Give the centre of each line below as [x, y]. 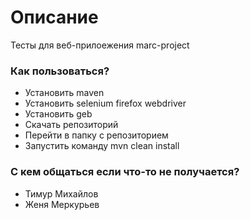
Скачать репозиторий [71, 125]
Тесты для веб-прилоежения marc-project [100, 45]
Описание [54, 17]
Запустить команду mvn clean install [102, 146]
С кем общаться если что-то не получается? [125, 172]
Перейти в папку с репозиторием [96, 135]
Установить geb [58, 114]
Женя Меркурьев [62, 204]
